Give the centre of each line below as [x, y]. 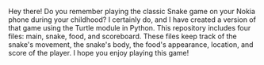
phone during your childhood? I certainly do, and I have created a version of [132, 20]
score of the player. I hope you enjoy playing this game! [99, 53]
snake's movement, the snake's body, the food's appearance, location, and [131, 45]
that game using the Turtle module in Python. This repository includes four [130, 28]
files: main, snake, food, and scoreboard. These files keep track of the [123, 36]
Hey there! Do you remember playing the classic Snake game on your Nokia [132, 11]
